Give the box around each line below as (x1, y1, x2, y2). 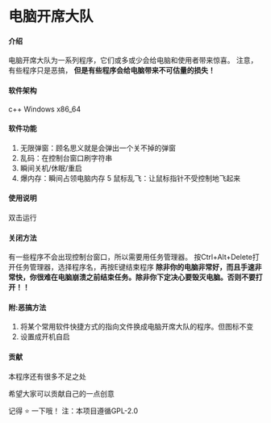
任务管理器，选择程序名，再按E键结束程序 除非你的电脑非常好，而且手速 (15, 262, 256, 272)
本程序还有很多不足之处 (8, 371, 86, 381)
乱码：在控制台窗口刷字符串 (19, 153, 113, 162)
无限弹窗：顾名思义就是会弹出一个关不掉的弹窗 (19, 143, 176, 153)
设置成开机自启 (19, 332, 70, 341)
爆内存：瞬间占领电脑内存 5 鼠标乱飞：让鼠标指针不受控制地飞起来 (19, 173, 240, 182)
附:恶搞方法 (8, 302, 47, 312)
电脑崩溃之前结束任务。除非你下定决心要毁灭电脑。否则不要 (57, 272, 256, 283)
